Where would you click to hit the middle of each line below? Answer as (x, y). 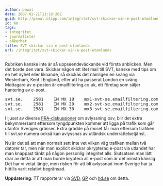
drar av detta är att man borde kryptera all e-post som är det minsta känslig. (81, 158)
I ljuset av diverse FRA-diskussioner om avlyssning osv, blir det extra (74, 118)
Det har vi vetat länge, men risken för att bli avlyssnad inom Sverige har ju (79, 164)
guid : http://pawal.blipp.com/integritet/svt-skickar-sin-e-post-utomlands (83, 18)
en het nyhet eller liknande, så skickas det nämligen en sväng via (70, 74)
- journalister (20, 37)
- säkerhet (16, 41)
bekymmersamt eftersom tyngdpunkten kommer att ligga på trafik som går (80, 123)
